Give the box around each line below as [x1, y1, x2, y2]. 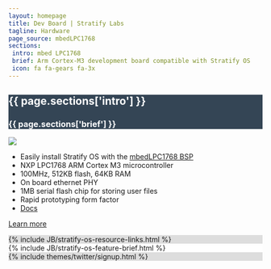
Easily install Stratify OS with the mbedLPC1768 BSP [19, 152, 194, 162]
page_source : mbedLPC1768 [8, 34, 95, 43]
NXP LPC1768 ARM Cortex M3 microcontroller [19, 161, 173, 170]
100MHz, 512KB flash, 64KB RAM [19, 169, 131, 179]
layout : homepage [8, 11, 67, 20]
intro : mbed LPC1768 [11, 49, 81, 57]
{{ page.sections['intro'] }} [8, 95, 147, 108]
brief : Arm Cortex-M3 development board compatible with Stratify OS [11, 57, 251, 65]
